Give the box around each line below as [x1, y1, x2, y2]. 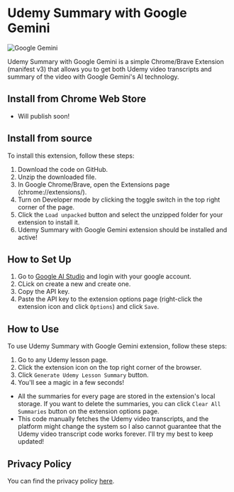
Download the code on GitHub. [17, 165, 108, 173]
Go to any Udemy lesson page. [17, 356, 108, 364]
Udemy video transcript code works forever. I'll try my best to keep [17, 430, 213, 438]
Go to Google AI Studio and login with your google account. [17, 272, 191, 281]
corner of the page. [17, 202, 75, 211]
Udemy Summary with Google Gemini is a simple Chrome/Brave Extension [7, 57, 225, 65]
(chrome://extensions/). [17, 187, 87, 196]
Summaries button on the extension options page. [17, 407, 160, 416]
